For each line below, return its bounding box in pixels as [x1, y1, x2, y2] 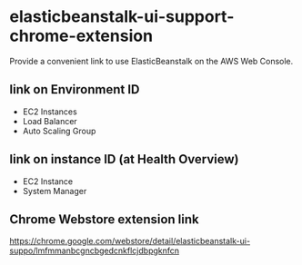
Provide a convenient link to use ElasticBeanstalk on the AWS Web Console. [9, 55, 294, 66]
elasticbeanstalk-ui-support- [9, 6, 235, 27]
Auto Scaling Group [22, 125, 96, 136]
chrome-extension [9, 25, 153, 46]
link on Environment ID [9, 82, 140, 97]
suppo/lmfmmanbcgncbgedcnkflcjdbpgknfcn [9, 245, 180, 256]
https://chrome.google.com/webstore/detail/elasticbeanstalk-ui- [9, 236, 251, 247]
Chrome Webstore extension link [9, 211, 199, 227]
